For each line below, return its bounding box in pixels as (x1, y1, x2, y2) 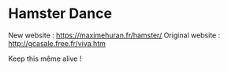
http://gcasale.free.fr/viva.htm (8, 38, 107, 48)
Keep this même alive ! (8, 54, 82, 63)
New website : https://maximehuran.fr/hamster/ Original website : (8, 30, 221, 40)
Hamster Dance (8, 5, 113, 23)
